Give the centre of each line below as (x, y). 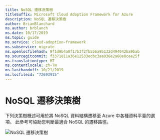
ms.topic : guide (22, 38)
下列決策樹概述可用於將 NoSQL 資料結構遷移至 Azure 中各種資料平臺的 (78, 116)
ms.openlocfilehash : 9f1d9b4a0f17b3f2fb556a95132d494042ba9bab (72, 51)
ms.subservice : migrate (30, 47)
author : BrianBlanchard (30, 24)
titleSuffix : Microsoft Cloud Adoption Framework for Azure (69, 14)
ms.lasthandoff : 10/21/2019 (34, 70)
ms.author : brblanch (27, 28)
